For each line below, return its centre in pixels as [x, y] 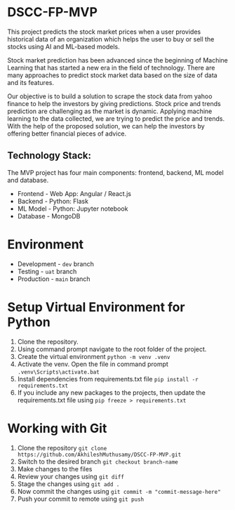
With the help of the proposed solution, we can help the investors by [106, 126]
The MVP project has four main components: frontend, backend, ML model [116, 172]
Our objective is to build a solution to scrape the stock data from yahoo [110, 96]
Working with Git [57, 428]
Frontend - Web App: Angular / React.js [74, 193]
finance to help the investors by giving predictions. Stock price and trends [114, 103]
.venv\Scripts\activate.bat [58, 372]
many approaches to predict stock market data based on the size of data [112, 75]
